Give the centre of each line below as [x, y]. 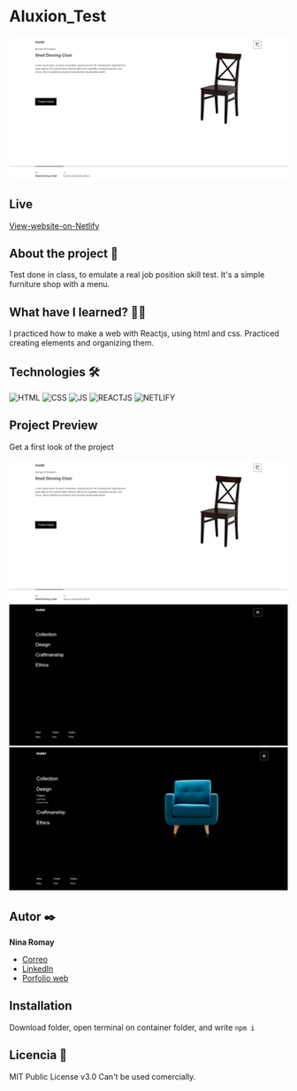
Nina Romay [32, 942]
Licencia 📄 [38, 1055]
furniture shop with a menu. [60, 284]
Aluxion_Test [58, 16]
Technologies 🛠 [54, 372]
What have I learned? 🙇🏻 [78, 312]
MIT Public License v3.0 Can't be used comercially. [103, 1076]
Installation [41, 1006]
